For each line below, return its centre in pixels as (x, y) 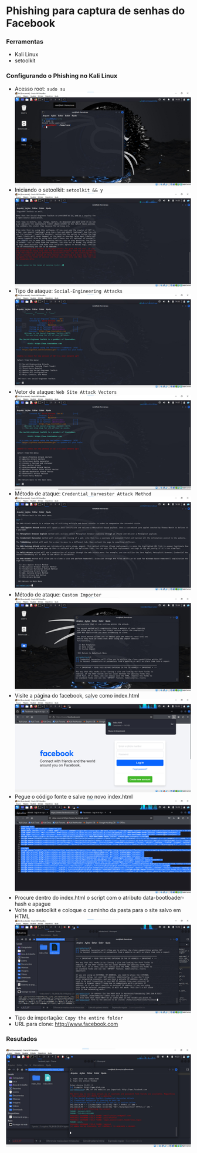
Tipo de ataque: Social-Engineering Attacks (69, 291)
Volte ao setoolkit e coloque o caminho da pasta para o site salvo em (98, 910)
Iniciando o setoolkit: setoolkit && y (59, 190)
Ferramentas (25, 42)
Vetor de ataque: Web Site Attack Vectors (66, 392)
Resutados (22, 1039)
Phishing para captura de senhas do (96, 11)
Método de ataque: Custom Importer (58, 594)
